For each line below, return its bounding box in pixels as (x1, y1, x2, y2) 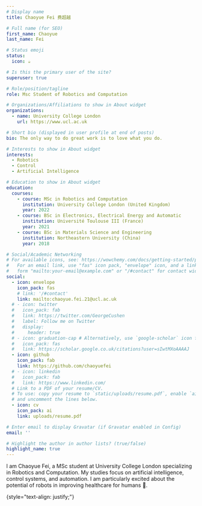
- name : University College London (11, 113, 101, 119)
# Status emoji (6, 47, 44, 53)
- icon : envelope (11, 279, 55, 285)
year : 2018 (22, 241, 50, 247)
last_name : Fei (6, 37, 44, 43)
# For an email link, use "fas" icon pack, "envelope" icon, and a (6, 262, 185, 269)
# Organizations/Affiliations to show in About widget (6, 102, 147, 108)
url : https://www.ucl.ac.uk (17, 119, 87, 125)
